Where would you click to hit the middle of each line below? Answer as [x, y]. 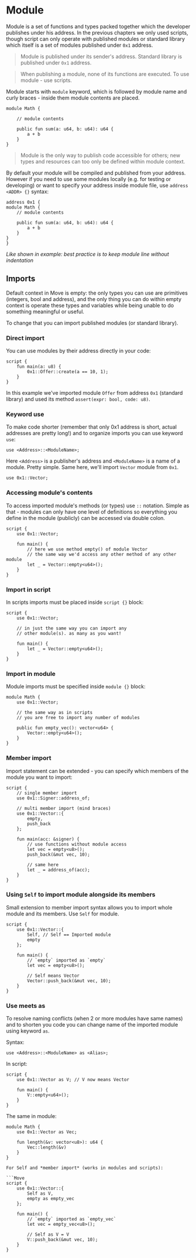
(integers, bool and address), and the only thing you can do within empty [94, 299]
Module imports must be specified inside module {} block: [76, 686]
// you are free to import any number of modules [78, 718]
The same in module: [31, 1116]
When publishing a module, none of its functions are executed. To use [105, 74]
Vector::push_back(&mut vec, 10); [69, 981]
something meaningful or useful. [45, 312]
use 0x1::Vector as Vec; [47, 1132]
